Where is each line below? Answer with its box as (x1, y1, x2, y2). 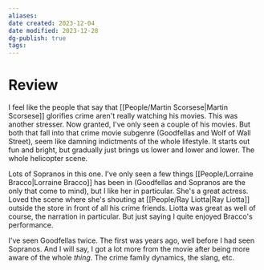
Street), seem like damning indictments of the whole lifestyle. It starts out (8, 137, 250, 147)
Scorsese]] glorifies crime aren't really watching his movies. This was (8, 111, 238, 121)
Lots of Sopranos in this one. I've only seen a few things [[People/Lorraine (8, 169, 254, 179)
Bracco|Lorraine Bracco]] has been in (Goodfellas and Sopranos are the (8, 178, 246, 187)
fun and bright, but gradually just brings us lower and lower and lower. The (8, 145, 255, 155)
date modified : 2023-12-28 (8, 26, 99, 34)
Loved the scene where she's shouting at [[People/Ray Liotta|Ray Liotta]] (8, 195, 250, 204)
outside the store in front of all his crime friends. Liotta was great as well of (8, 204, 257, 213)
